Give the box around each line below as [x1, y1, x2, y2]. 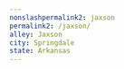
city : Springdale [9, 38, 75, 47]
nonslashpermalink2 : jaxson [9, 13, 116, 22]
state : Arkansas [9, 47, 71, 56]
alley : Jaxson [9, 30, 63, 39]
